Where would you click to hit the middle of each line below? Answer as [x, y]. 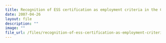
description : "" [22, 23]
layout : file [19, 19]
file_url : [15, 33]
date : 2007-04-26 [23, 14]
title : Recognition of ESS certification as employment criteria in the [82, 10]
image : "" [15, 28]
